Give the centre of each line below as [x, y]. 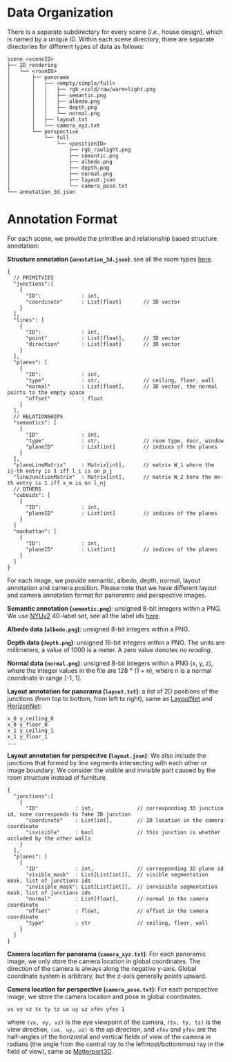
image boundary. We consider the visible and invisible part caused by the [112, 770]
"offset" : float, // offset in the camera [117, 911]
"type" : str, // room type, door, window [125, 441]
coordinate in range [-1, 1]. [45, 678]
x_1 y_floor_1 [28, 736]
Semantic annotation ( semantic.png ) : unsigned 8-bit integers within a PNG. [115, 608]
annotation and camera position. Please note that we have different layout [112, 587]
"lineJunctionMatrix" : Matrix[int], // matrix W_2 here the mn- [119, 477]
